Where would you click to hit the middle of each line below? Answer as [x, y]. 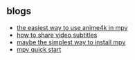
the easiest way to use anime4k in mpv [72, 27]
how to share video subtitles [57, 35]
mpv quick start [39, 49]
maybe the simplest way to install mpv [71, 42]
